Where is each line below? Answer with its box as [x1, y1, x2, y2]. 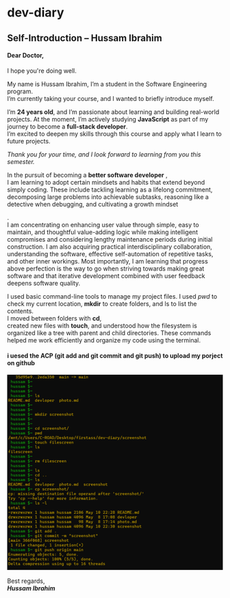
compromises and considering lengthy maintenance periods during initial [7, 235, 213, 243]
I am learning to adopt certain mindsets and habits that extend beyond [7, 178, 205, 186]
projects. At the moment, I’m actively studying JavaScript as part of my [7, 115, 209, 123]
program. [7, 87, 34, 95]
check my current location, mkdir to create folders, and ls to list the [7, 299, 197, 308]
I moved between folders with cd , [7, 314, 102, 322]
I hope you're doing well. [7, 67, 77, 75]
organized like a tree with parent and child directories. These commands [7, 328, 212, 337]
